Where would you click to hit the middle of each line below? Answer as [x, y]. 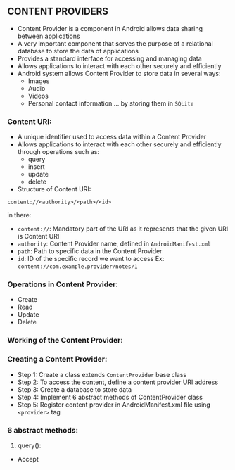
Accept [28, 459]
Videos [38, 96]
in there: [19, 215]
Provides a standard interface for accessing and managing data [109, 58]
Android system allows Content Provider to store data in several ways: [119, 73]
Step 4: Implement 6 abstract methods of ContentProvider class [110, 397]
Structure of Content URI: [54, 189]
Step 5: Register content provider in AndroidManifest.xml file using [114, 405]
